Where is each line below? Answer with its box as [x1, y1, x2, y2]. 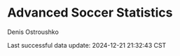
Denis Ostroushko [7, 28, 60, 36]
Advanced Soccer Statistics [7, 5, 173, 21]
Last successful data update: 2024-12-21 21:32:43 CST [7, 41, 167, 49]
